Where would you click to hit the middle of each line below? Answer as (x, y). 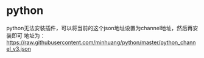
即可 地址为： (28, 35)
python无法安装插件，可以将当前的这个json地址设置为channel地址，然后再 (100, 28)
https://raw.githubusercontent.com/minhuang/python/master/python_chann (101, 42)
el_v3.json (19, 48)
